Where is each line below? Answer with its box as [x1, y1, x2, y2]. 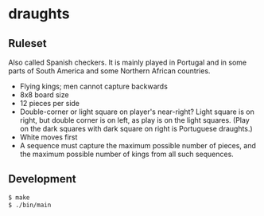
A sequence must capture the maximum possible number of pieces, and [19, 141, 257, 150]
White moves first [19, 132, 78, 142]
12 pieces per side [19, 99, 80, 108]
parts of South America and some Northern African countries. [8, 66, 211, 76]
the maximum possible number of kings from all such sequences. [19, 149, 235, 159]
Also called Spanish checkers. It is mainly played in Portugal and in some [8, 57, 247, 67]
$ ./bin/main [8, 201, 52, 209]
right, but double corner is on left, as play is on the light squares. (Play [19, 116, 250, 124]
